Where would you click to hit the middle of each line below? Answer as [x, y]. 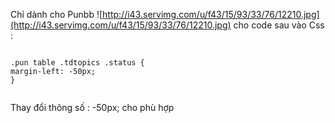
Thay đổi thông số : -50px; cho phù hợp [92, 107]
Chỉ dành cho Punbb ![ [56, 14]
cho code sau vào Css [279, 25]
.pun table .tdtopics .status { [77, 63]
